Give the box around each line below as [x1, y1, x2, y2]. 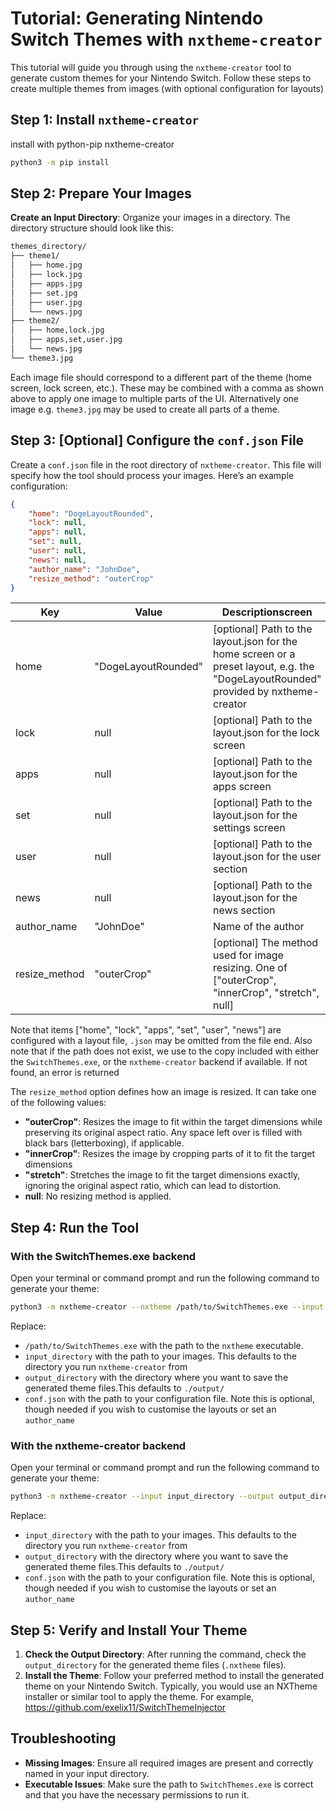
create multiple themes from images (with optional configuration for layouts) [10, 82, 325, 94]
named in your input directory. [24, 1767, 150, 1779]
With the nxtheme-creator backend [10, 1438, 187, 1452]
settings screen [213, 821, 286, 835]
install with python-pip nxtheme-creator [10, 138, 175, 150]
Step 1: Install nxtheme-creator [10, 112, 200, 129]
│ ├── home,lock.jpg [10, 325, 105, 336]
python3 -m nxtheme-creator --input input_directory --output [10, 1492, 275, 1502]
